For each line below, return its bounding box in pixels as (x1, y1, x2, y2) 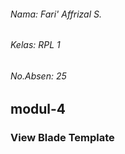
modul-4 (10, 101, 67, 118)
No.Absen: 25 (10, 70, 67, 82)
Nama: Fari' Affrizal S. (10, 8, 103, 20)
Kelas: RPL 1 (10, 39, 61, 51)
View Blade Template (10, 131, 115, 145)
